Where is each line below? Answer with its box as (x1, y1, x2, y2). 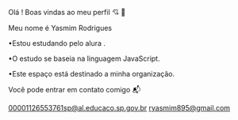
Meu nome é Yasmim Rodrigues (8, 24, 113, 32)
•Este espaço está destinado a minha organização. (8, 69, 175, 78)
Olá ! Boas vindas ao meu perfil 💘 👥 (8, 8, 126, 17)
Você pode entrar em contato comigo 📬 (8, 85, 141, 94)
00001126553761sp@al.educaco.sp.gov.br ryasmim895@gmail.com (8, 103, 231, 112)
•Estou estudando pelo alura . (8, 39, 106, 47)
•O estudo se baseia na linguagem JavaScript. (8, 54, 160, 63)
